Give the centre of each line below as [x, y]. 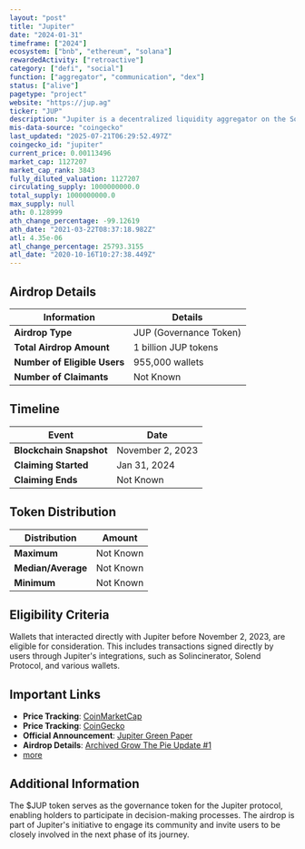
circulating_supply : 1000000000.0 [75, 187]
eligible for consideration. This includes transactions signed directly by [142, 646]
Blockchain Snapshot [61, 450]
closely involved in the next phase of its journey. [99, 834]
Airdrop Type [43, 332]
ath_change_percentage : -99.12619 [75, 221]
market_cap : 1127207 [49, 162]
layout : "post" [38, 18]
